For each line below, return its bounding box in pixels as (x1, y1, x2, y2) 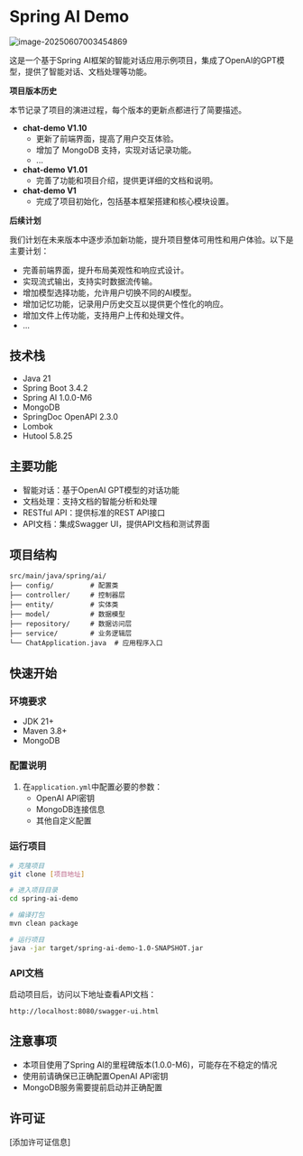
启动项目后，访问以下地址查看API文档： (9, 988, 157, 999)
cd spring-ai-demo (9, 894, 78, 903)
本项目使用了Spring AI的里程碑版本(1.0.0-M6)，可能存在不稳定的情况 (22, 1059, 278, 1070)
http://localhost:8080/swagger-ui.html (9, 1006, 160, 1016)
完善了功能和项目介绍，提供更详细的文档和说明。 (35, 174, 218, 186)
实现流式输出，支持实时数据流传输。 (22, 275, 158, 286)
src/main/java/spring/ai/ (9, 571, 106, 581)
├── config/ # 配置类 (9, 581, 119, 590)
